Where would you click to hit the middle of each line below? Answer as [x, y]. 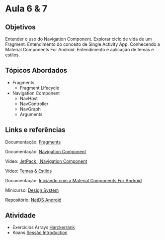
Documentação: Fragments [33, 142]
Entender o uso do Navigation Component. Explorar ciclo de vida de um [79, 39]
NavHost [29, 98]
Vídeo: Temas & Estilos [29, 171]
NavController [34, 104]
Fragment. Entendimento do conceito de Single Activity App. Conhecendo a [82, 44]
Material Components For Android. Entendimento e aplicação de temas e [80, 50]
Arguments [31, 114]
